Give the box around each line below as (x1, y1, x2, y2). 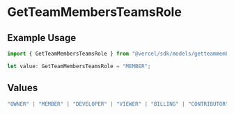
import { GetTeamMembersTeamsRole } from (7, 50, 130, 57)
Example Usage (7, 32, 77, 44)
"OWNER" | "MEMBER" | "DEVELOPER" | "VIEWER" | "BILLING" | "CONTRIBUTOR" (7, 100, 229, 108)
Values (7, 82, 38, 94)
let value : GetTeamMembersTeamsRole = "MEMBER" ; (7, 63, 151, 70)
